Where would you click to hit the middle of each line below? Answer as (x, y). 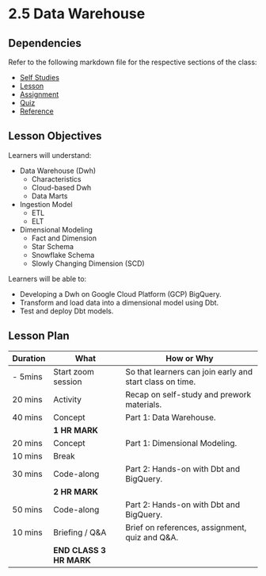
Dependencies (45, 43)
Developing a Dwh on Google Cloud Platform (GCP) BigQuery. (120, 294)
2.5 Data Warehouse (77, 14)
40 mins (27, 417)
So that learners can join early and (189, 371)
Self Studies (39, 77)
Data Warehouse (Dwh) (58, 171)
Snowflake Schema (63, 255)
